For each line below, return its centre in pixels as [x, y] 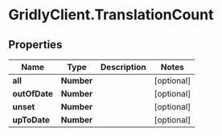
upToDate [31, 120]
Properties [35, 45]
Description [123, 67]
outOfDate [33, 94]
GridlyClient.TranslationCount [111, 15]
